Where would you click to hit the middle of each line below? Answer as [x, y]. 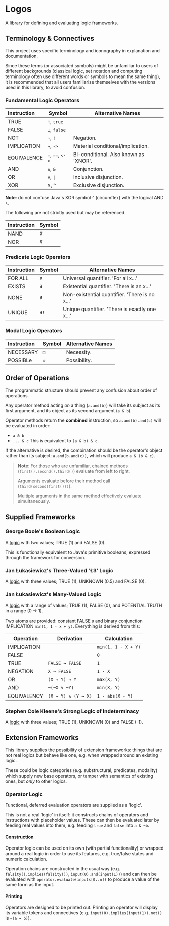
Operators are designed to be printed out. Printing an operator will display [82, 907]
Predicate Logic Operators [38, 257]
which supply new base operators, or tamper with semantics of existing [79, 776]
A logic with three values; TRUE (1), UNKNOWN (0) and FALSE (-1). [74, 722]
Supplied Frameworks [40, 517]
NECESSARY [23, 352]
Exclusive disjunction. [99, 185]
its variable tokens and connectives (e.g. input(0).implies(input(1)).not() [84, 913]
